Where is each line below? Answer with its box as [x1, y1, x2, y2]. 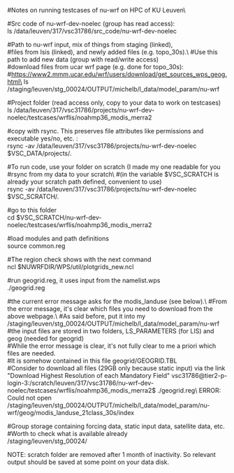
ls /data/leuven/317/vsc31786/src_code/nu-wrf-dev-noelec [7, 27, 177, 35]
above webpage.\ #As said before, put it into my [7, 312, 146, 320]
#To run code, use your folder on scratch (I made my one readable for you [7, 163, 221, 170]
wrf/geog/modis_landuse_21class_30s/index [7, 409, 135, 416]
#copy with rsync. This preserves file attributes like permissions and [7, 127, 204, 135]
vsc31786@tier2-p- [170, 372, 228, 379]
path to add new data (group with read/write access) [7, 55, 159, 64]
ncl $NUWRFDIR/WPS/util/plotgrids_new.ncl [7, 263, 134, 271]
